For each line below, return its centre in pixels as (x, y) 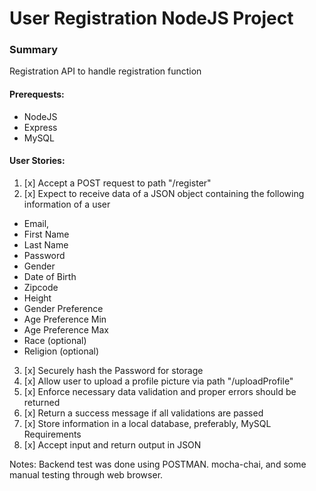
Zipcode (41, 287)
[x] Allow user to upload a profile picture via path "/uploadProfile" (158, 381)
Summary (34, 50)
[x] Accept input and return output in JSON (112, 444)
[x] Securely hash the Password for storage (113, 370)
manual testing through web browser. (86, 474)
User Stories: (37, 161)
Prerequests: (37, 94)
